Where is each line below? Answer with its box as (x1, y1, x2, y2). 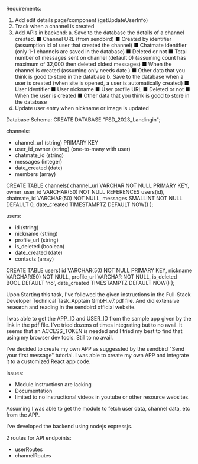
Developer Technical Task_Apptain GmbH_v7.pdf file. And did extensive (6, 297, 180, 304)
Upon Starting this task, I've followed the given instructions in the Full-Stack (6, 291, 191, 298)
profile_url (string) (14, 236, 59, 244)
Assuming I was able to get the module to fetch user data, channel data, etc (6, 405, 190, 412)
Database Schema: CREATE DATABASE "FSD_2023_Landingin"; (6, 116, 161, 123)
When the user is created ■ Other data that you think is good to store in (14, 92, 190, 99)
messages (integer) (14, 158, 63, 165)
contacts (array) (14, 255, 54, 263)
